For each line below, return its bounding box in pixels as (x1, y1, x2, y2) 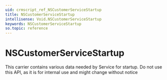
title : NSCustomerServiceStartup (5, 12, 75, 17)
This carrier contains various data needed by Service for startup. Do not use (5, 64, 162, 70)
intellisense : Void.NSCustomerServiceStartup (5, 16, 101, 21)
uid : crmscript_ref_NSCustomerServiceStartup (5, 7, 101, 12)
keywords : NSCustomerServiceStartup (5, 21, 81, 26)
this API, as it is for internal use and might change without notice (5, 69, 138, 75)
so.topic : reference (5, 26, 48, 31)
